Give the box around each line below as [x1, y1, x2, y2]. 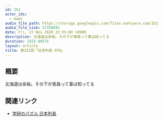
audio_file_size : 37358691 [5, 25, 60, 30]
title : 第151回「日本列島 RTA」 [5, 48, 65, 53]
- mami [9, 16, 23, 21]
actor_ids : [5, 12, 27, 17]
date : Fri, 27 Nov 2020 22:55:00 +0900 [5, 30, 86, 35]
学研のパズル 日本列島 [12, 111, 57, 117]
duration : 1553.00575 [5, 39, 49, 44]
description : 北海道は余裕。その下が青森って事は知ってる [5, 35, 110, 40]
